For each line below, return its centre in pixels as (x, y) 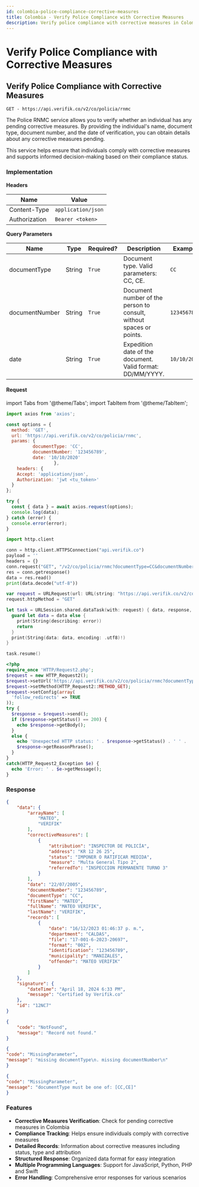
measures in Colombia (42, 1127)
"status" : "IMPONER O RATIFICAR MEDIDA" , (100, 857)
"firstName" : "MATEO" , (55, 901)
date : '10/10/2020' (57, 458)
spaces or (137, 327)
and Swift (26, 1171)
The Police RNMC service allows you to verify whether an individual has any (99, 120)
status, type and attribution (48, 1152)
